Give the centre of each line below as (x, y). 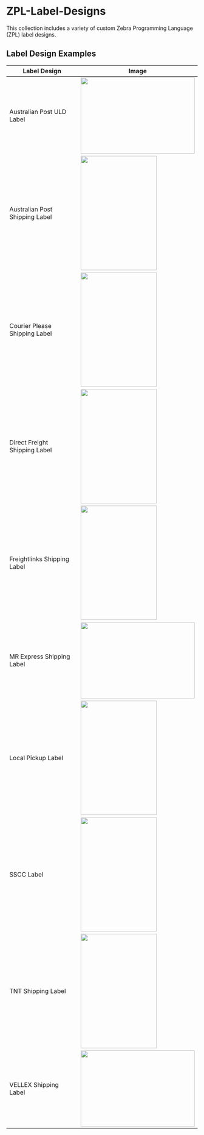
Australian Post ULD (38, 112)
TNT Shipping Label (38, 991)
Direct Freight (29, 442)
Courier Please (30, 326)
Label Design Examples (51, 54)
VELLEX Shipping (34, 1084)
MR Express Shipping (40, 656)
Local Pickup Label (36, 758)
